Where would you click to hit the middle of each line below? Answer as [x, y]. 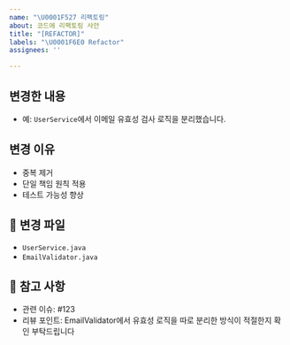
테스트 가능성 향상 [53, 195]
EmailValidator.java [60, 257]
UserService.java [54, 248]
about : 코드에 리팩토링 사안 [54, 26]
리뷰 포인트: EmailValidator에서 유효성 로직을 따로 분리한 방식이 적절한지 [147, 320]
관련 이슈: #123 [48, 310]
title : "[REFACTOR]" [47, 34]
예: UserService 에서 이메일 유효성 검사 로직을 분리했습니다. [124, 119]
